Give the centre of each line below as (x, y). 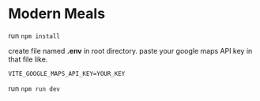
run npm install (34, 36)
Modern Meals (57, 14)
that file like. (28, 59)
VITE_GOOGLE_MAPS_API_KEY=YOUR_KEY (67, 73)
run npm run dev (34, 88)
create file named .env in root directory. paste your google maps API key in (130, 50)
